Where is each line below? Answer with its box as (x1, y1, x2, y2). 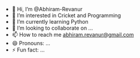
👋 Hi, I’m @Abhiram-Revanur (11, 6, 83, 12)
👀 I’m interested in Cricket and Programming (11, 12, 121, 19)
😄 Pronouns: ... (11, 40, 51, 47)
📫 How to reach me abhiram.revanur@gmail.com (11, 31, 134, 38)
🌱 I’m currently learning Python (11, 18, 89, 25)
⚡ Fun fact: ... (11, 46, 45, 53)
